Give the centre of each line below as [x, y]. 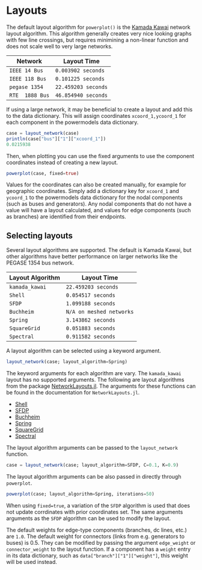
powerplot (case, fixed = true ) [43, 173]
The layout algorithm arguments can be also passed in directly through [94, 477]
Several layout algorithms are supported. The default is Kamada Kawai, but [99, 250]
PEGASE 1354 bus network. [40, 263]
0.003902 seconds [80, 70]
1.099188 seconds [90, 304]
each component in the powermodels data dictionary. [72, 122]
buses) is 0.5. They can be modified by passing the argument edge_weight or [101, 542]
